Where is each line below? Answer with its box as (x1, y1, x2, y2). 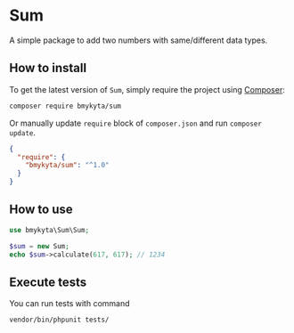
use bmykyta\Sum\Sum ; (9, 225, 90, 234)
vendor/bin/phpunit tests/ (9, 315, 110, 325)
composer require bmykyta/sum (9, 102, 122, 110)
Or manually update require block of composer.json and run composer (9, 118, 263, 128)
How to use (9, 202, 73, 217)
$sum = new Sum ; (9, 241, 69, 250)
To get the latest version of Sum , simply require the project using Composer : (9, 84, 285, 94)
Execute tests (9, 274, 87, 289)
